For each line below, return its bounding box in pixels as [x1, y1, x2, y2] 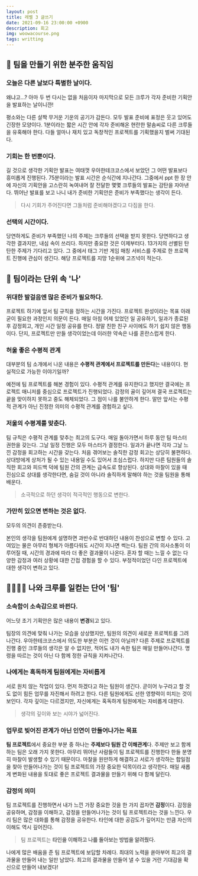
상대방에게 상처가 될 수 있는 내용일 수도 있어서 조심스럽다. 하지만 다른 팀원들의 [6, 456, 186, 463]
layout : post [6, 8, 38, 15]
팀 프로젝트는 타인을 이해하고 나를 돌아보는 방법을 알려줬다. [20, 836, 155, 843]
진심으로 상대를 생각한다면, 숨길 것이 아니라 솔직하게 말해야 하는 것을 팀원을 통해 [6, 471, 191, 478]
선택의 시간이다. [6, 218, 49, 226]
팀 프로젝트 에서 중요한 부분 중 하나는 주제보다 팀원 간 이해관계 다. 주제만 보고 [6, 741, 180, 748]
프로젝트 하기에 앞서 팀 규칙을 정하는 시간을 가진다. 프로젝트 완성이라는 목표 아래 [6, 307, 191, 314]
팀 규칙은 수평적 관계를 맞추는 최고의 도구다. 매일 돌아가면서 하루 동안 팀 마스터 [6, 434, 187, 441]
